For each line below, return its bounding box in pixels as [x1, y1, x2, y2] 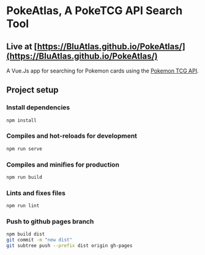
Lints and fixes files [6, 189, 66, 197]
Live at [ [6, 41, 38, 52]
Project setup [6, 85, 59, 95]
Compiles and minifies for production [6, 160, 119, 169]
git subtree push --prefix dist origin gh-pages [6, 243, 133, 249]
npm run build [6, 175, 43, 181]
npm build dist [6, 231, 45, 237]
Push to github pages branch [6, 218, 94, 226]
